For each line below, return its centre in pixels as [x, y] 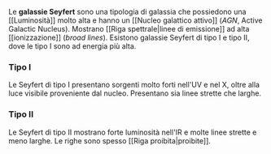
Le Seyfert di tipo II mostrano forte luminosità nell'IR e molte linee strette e [133, 132]
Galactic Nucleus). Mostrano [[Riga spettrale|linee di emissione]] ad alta [129, 29]
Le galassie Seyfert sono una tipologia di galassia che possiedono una [127, 12]
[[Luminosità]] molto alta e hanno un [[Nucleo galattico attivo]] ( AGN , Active [135, 20]
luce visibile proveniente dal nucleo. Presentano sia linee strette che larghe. [135, 93]
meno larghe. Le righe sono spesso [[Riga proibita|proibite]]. [110, 140]
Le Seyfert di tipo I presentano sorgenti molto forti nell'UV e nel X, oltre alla [134, 85]
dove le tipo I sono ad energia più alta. [72, 46]
